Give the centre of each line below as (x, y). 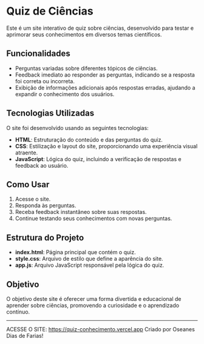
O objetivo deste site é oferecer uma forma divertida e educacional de (94, 299)
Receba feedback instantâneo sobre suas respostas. (81, 212)
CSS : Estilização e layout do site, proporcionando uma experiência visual (106, 146)
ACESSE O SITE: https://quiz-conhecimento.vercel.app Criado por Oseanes (101, 329)
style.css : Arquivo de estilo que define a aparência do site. (89, 259)
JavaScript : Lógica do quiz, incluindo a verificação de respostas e (98, 159)
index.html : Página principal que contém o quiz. (75, 252)
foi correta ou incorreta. (45, 81)
